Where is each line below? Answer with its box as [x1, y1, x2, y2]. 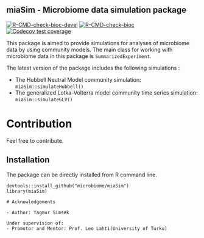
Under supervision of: [6, 220, 64, 226]
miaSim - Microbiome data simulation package [6, 5, 187, 15]
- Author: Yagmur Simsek [6, 209, 69, 215]
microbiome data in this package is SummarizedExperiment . [6, 52, 152, 60]
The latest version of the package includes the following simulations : [6, 64, 180, 71]
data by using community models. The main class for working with [6, 46, 173, 53]
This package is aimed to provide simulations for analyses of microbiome [6, 39, 190, 46]
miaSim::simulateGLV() [15, 96, 73, 103]
